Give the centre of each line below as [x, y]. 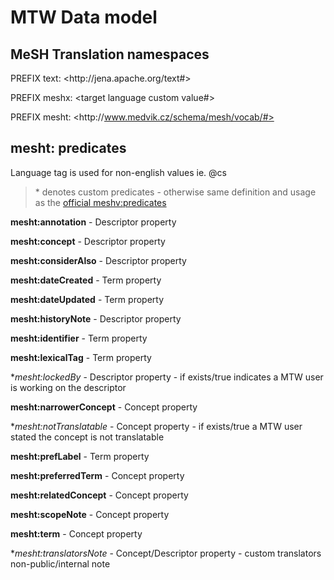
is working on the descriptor [68, 387]
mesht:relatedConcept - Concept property [99, 495]
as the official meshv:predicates [100, 202]
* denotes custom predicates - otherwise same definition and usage [175, 192]
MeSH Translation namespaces [110, 54]
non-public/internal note [60, 563]
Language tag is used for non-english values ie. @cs [118, 172]
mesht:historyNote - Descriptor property [96, 318]
